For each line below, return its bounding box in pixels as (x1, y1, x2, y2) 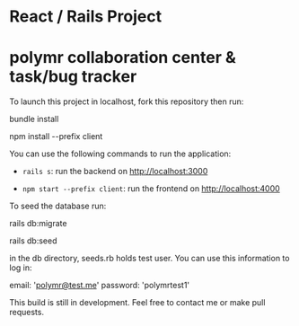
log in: (9, 262, 33, 273)
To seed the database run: (9, 200, 107, 212)
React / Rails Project (9, 6, 163, 27)
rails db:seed (9, 235, 57, 246)
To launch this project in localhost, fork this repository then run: (9, 96, 244, 107)
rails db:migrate (9, 218, 67, 229)
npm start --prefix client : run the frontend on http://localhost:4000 (22, 183, 280, 194)
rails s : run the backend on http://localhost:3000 (22, 166, 208, 177)
